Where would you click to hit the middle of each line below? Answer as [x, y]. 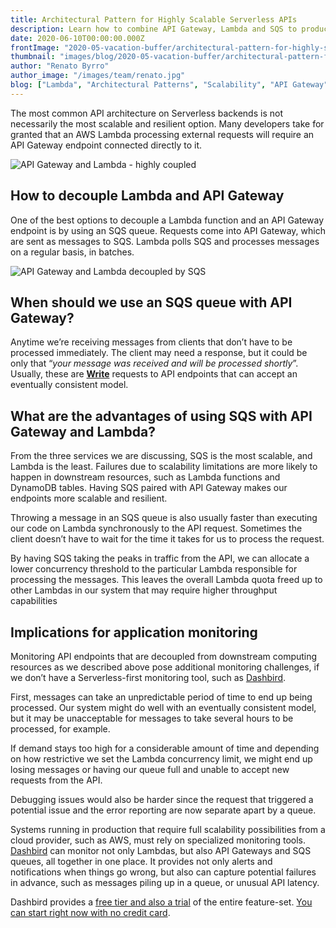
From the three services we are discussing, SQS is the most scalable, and [161, 456]
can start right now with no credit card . [90, 912]
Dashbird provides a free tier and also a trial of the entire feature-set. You [161, 902]
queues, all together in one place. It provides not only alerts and [141, 861]
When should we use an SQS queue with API [151, 302]
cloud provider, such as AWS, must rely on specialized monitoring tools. [158, 840]
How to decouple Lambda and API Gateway [147, 196]
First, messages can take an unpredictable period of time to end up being [161, 697]
